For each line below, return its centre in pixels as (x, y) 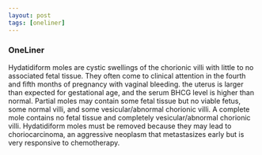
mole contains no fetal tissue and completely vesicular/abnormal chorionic (129, 117)
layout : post (30, 15)
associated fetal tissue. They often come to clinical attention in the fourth (127, 76)
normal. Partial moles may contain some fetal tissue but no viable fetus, (125, 101)
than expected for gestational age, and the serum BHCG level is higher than (131, 92)
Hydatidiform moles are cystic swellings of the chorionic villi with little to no (131, 67)
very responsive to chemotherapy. (64, 142)
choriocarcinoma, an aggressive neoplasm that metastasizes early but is (126, 134)
